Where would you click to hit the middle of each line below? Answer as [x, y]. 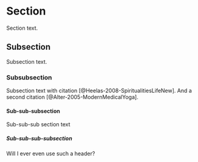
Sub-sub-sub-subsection [39, 138]
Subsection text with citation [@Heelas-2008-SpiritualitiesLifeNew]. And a [99, 91]
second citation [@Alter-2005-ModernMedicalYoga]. [72, 97]
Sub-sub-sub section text [39, 124]
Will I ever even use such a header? [51, 154]
